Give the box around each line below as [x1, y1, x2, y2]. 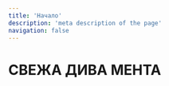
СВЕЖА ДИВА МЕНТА [8, 61, 162, 79]
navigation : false [8, 26, 69, 34]
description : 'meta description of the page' [8, 19, 162, 27]
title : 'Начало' [8, 11, 62, 20]
